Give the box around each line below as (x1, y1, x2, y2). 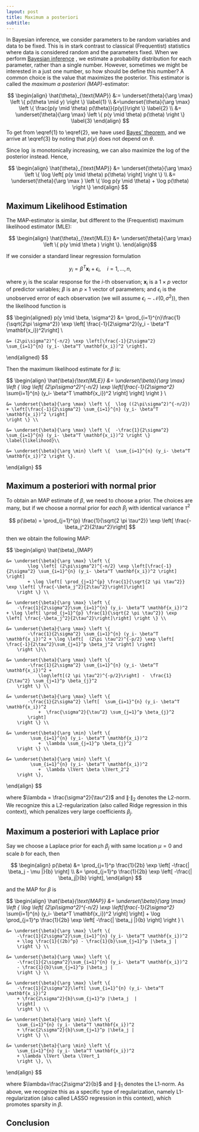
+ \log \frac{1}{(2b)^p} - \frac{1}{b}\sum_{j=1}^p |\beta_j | (17, 938, 178, 945)
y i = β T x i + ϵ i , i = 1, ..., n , (69, 264, 132, 274)
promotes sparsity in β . (6, 1100, 63, 1108)
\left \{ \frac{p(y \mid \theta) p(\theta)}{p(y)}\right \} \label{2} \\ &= (18, 105, 182, 112)
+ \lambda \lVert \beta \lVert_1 (17, 1053, 100, 1059)
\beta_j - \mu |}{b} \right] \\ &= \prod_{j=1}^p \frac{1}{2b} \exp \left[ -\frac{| (8, 868, 192, 875)
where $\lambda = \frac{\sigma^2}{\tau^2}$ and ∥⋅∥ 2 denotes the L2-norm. (6, 793, 191, 802)
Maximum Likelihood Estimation (6, 201, 128, 211)
